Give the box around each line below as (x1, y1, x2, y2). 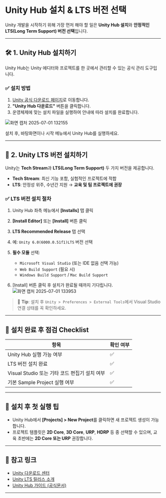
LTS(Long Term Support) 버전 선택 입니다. (5, 28, 88, 34)
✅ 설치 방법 (5, 85, 31, 92)
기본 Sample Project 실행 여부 (7, 379, 74, 386)
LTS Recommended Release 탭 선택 (12, 228, 85, 234)
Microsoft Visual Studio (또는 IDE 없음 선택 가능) (19, 260, 119, 266)
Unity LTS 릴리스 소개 (12, 476, 55, 482)
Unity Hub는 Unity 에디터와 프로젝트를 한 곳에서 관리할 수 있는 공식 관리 (5, 65, 144, 71)
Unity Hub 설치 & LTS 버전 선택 (5, 4, 127, 16)
